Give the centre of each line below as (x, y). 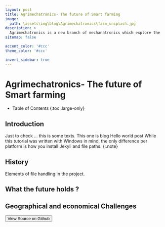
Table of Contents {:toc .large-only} (48, 108)
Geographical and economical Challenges (71, 206)
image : (12, 19)
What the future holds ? (42, 189)
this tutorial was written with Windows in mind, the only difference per (76, 141)
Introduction (25, 124)
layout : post (19, 10)
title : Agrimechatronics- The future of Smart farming (63, 14)
